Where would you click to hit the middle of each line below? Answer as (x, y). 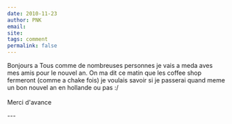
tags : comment (28, 39)
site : (15, 33)
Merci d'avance (30, 102)
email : (17, 26)
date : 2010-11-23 (32, 14)
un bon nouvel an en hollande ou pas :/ (63, 88)
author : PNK (24, 20)
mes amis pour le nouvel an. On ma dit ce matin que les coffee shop (105, 73)
